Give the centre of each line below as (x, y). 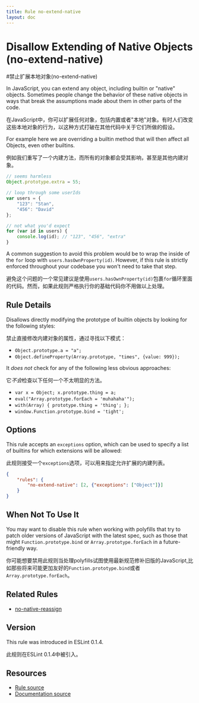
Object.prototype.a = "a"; (48, 350)
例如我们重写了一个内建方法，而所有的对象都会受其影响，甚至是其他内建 (94, 158)
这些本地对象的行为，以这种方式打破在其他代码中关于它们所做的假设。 (92, 127)
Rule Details (29, 305)
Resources (26, 673)
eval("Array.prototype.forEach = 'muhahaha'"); (75, 399)
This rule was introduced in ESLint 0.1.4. (55, 642)
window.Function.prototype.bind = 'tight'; (70, 412)
